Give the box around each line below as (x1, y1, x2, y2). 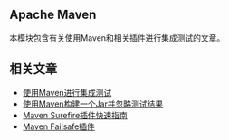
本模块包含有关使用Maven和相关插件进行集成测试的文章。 (9, 32, 225, 43)
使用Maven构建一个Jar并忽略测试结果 (22, 98, 164, 109)
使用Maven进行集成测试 (22, 87, 112, 98)
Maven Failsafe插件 (22, 121, 95, 132)
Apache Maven (9, 7, 97, 23)
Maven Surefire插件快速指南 (22, 109, 129, 120)
